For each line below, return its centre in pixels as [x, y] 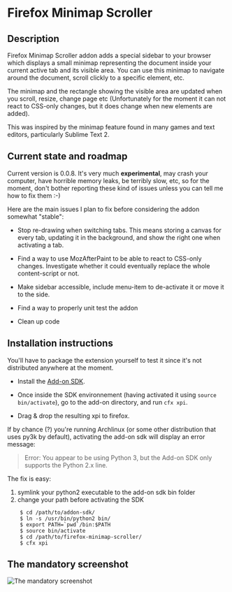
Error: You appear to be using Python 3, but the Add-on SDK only [118, 457]
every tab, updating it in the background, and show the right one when [119, 237]
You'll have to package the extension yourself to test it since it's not [104, 360]
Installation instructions [60, 344]
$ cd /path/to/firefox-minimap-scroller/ [81, 537]
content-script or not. [48, 273]
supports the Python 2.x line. [66, 465]
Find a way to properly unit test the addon [78, 308]
